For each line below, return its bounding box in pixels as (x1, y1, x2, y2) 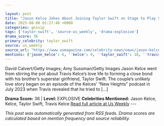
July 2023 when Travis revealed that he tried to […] (5, 86, 108, 92)
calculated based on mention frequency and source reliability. (5, 115, 130, 121)
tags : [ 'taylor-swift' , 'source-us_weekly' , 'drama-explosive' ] (5, 30, 139, 35)
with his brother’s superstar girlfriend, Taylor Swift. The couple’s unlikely (5, 76, 150, 82)
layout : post (5, 11, 32, 16)
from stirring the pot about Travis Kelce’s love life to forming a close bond (5, 71, 153, 76)
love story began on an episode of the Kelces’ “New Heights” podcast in (5, 81, 150, 87)
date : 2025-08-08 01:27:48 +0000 (5, 20, 73, 25)
